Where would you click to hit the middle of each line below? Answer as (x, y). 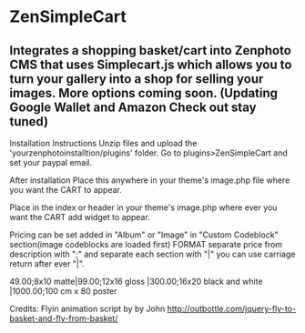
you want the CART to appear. (66, 190)
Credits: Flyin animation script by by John (87, 308)
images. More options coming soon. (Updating (144, 93)
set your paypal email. (51, 162)
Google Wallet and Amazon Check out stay (133, 107)
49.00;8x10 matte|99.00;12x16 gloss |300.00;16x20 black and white (136, 281)
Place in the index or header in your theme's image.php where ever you (143, 207)
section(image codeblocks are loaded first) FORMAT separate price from (146, 244)
